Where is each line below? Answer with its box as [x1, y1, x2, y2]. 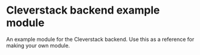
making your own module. [6, 42, 70, 49]
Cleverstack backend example [6, 4, 160, 17]
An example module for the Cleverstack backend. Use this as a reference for [6, 35, 195, 43]
